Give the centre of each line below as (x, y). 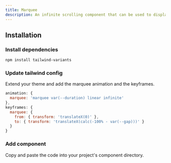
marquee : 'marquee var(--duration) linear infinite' (67, 98)
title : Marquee (21, 10)
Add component (26, 144)
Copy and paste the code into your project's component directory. (75, 155)
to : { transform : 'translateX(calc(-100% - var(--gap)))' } (79, 121)
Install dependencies (32, 50)
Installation (23, 35)
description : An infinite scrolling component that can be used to (78, 15)
